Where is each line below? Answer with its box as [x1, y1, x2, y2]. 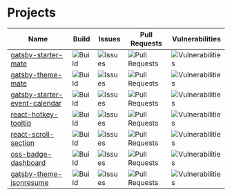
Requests [130, 38, 162, 48]
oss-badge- [10, 149, 52, 159]
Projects [7, 5, 57, 21]
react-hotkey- [10, 109, 59, 119]
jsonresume [10, 177, 49, 187]
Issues [98, 34, 121, 43]
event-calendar [10, 98, 62, 108]
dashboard [10, 157, 46, 167]
